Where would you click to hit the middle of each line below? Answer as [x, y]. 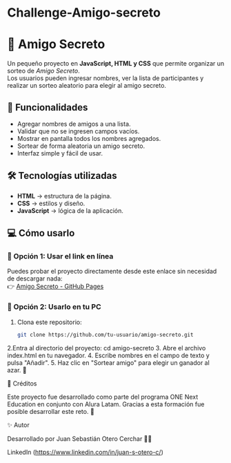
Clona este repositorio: [49, 322]
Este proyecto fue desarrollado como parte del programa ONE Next [103, 397]
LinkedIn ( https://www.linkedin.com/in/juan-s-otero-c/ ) [86, 452]
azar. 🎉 [17, 370]
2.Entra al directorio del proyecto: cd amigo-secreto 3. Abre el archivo [107, 348]
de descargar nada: [35, 278]
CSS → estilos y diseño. [51, 203]
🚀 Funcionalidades [48, 107]
